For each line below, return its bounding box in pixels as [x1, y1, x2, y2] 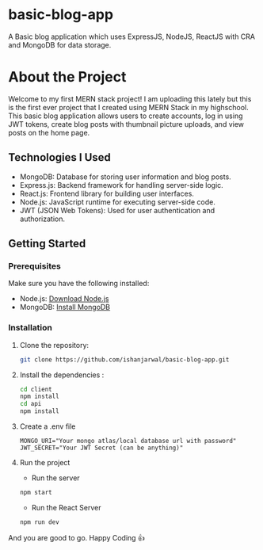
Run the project [19, 458, 71, 468]
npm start [19, 489, 53, 497]
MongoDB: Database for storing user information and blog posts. [19, 172, 231, 181]
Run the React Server [31, 502, 101, 512]
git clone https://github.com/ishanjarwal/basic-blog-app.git [19, 355, 230, 364]
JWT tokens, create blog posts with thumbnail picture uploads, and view [8, 119, 244, 128]
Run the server [31, 473, 81, 483]
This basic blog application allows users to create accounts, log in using [8, 111, 243, 120]
